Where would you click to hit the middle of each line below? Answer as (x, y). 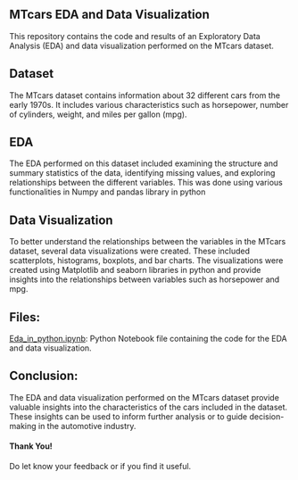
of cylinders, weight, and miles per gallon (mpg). (98, 114)
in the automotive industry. (87, 426)
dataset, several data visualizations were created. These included (129, 251)
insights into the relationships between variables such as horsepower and (145, 279)
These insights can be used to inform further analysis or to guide (128, 416)
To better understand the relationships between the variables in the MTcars (148, 242)
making (23, 426)
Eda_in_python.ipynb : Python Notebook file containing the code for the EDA (148, 339)
